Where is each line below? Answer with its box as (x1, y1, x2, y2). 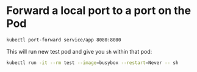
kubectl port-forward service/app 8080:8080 (6, 37, 121, 43)
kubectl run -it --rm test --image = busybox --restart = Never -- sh (6, 59, 179, 66)
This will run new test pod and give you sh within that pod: (6, 48, 152, 55)
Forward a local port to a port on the (6, 4, 191, 18)
